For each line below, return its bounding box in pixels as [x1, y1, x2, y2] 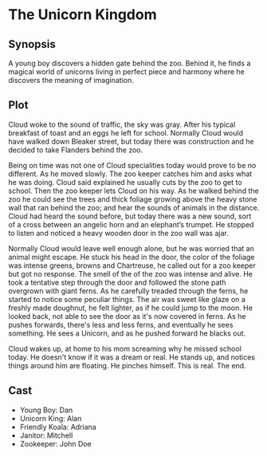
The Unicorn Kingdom [8, 6, 157, 24]
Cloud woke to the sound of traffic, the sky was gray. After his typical [8, 120, 236, 129]
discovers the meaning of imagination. [8, 76, 134, 85]
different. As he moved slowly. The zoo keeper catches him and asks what [8, 169, 253, 179]
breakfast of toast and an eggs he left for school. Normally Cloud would [8, 128, 244, 137]
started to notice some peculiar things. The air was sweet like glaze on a [8, 294, 245, 304]
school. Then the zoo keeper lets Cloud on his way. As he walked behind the [8, 186, 259, 195]
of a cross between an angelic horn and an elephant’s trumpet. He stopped [8, 219, 254, 229]
